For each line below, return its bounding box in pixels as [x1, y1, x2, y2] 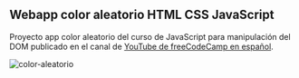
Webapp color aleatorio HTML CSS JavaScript [9, 7, 275, 23]
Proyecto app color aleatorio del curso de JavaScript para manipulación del [9, 31, 292, 42]
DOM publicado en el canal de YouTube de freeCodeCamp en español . [9, 41, 274, 52]
